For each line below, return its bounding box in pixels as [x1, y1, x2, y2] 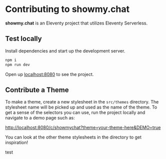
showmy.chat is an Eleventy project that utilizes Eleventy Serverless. [5, 20, 148, 26]
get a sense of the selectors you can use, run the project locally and [5, 109, 145, 115]
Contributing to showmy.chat [5, 3, 130, 15]
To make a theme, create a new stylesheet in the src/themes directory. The [5, 99, 159, 105]
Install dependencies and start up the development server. [5, 47, 125, 53]
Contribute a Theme [5, 85, 69, 94]
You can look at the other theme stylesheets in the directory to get [5, 134, 141, 140]
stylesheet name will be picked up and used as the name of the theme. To [5, 104, 157, 110]
